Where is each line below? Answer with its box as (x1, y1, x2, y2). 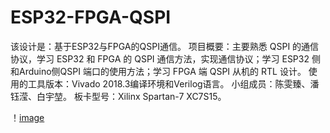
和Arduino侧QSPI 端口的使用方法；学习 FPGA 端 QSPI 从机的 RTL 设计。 (10, 65, 307, 77)
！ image (10, 111, 45, 123)
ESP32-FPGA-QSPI (10, 6, 172, 29)
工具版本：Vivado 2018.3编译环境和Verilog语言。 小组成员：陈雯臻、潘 (27, 77, 320, 90)
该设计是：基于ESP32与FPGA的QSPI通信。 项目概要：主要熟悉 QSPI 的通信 (10, 40, 320, 52)
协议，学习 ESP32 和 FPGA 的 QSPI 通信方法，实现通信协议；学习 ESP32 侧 (10, 52, 321, 65)
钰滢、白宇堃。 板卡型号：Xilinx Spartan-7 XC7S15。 (10, 90, 227, 102)
